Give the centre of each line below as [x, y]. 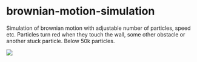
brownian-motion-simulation [81, 11]
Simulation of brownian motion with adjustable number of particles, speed [98, 28]
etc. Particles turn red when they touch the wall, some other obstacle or [96, 34]
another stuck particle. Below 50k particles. [61, 41]
